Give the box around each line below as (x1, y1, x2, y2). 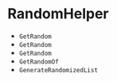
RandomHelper (7, 5, 109, 23)
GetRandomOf (18, 57, 59, 66)
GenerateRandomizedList (18, 66, 99, 74)
